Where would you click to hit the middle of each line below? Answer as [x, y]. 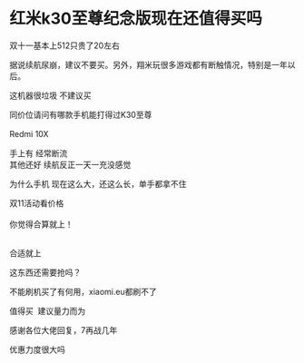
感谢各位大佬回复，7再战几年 [64, 330]
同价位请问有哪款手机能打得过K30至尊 [81, 114]
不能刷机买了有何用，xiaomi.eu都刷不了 [83, 291]
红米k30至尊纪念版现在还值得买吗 [136, 19]
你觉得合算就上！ [41, 224]
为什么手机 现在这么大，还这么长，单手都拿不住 [98, 183]
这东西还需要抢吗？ [45, 272]
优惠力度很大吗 [37, 349]
